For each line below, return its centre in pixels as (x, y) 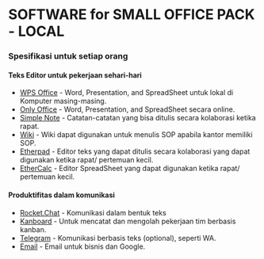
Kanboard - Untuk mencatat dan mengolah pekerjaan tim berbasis (128, 221)
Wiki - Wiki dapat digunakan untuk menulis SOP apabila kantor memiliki (136, 135)
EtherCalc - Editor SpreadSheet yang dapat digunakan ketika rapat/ (130, 169)
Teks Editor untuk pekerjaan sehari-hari (75, 75)
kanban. (33, 229)
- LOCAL (36, 31)
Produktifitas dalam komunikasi (61, 195)
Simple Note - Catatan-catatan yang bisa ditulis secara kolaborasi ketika (138, 118)
